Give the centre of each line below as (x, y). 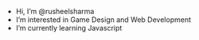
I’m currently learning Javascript (69, 28)
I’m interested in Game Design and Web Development (103, 20)
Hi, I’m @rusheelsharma (55, 11)
